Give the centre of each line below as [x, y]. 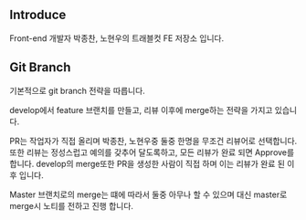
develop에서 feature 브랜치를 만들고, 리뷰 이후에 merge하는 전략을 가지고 [141, 110]
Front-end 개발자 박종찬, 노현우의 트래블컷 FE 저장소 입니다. [117, 38]
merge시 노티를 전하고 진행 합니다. [72, 205]
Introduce [38, 15]
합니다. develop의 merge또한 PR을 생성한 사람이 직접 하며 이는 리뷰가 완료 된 [148, 163]
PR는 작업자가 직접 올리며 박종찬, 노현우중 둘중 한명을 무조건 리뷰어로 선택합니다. [153, 141]
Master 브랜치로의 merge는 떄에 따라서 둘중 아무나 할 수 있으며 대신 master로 [148, 194]
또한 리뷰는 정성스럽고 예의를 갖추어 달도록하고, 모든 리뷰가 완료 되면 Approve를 [152, 152]
